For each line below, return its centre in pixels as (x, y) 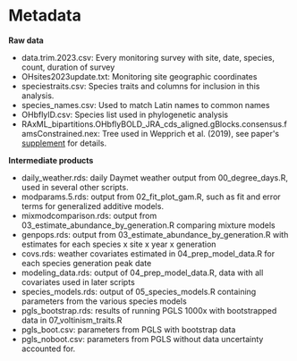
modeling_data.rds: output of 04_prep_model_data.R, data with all (142, 273)
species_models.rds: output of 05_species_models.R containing (139, 291)
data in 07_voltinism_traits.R (72, 320)
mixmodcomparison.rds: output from (89, 215)
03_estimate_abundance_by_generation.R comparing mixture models (148, 225)
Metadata (45, 16)
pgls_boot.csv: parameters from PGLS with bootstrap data (128, 329)
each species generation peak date (86, 263)
